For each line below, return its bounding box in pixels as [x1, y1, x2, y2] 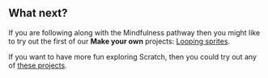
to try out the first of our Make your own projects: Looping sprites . [8, 36, 231, 46]
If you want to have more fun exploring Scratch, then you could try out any [8, 51, 257, 61]
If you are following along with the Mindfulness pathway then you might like [8, 27, 261, 37]
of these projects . [8, 60, 67, 70]
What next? [8, 6, 68, 20]
